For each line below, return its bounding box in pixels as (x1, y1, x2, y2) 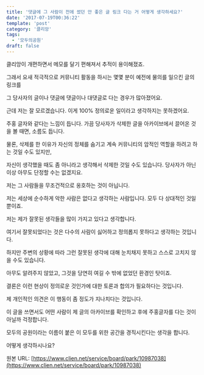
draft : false (6, 43, 40, 49)
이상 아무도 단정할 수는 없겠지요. (6, 168, 83, 176)
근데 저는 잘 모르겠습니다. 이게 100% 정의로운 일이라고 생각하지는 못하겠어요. (6, 107, 189, 114)
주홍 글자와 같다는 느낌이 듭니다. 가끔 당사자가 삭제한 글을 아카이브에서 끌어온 (6, 120, 190, 127)
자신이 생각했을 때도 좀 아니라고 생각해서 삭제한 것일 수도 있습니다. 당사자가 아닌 (6, 161, 197, 168)
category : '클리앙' (6, 26, 52, 32)
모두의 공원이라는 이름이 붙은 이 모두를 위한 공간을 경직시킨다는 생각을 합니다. (6, 329, 190, 336)
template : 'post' (6, 20, 51, 26)
